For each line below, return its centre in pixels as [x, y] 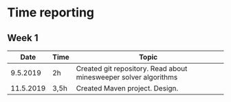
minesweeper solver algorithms [127, 77]
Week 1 [23, 38]
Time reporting [51, 13]
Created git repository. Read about [132, 68]
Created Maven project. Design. [127, 88]
